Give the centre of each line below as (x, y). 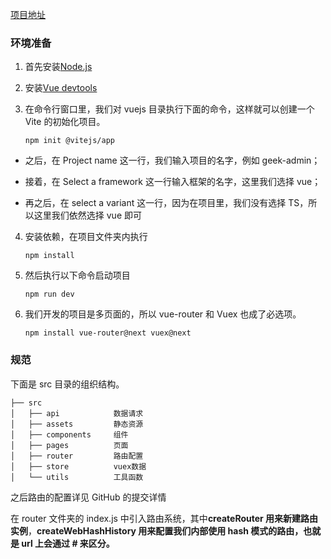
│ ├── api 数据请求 (77, 413)
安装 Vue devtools (61, 88)
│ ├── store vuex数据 (78, 466)
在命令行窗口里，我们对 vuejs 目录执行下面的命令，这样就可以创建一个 (169, 109)
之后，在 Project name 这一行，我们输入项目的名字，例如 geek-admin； (172, 160)
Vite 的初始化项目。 (65, 122)
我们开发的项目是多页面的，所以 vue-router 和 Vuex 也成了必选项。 (163, 314)
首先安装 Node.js (58, 67)
